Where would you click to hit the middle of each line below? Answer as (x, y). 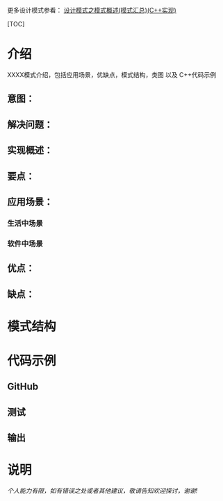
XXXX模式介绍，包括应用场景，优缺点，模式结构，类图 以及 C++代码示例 (112, 74)
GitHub (23, 387)
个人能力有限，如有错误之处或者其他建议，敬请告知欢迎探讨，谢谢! (102, 491)
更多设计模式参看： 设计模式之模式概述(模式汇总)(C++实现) (92, 10)
